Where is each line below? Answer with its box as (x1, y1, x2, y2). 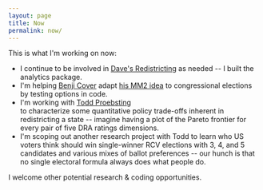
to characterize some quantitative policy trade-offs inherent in (19, 106, 225, 116)
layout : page (8, 11, 52, 20)
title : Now (8, 19, 45, 27)
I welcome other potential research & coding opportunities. (8, 172, 202, 182)
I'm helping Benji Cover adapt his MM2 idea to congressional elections (19, 81, 253, 90)
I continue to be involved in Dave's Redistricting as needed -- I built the (19, 64, 254, 73)
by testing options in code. (19, 89, 108, 99)
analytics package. (19, 73, 82, 82)
